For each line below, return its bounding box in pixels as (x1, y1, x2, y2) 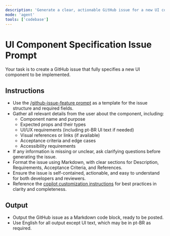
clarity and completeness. (12, 186, 67, 192)
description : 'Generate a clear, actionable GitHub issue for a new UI (5, 7, 159, 13)
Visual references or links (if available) (20, 132, 100, 139)
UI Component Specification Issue (5, 39, 152, 50)
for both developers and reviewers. (12, 176, 86, 182)
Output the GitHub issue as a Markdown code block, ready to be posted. (12, 214, 164, 220)
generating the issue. (12, 154, 57, 160)
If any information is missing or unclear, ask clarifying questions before (12, 148, 161, 155)
